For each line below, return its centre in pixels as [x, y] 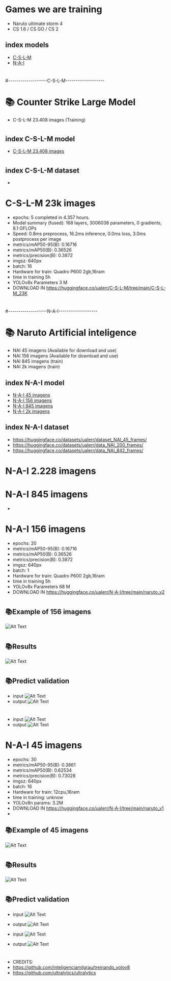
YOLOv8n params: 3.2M [38, 802]
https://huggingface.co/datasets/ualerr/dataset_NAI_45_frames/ [80, 439]
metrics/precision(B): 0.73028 [44, 775]
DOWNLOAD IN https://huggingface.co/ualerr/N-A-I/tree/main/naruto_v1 [88, 808]
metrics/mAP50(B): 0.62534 [42, 770]
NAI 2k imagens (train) [36, 367]
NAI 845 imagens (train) [38, 361]
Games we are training [54, 9]
